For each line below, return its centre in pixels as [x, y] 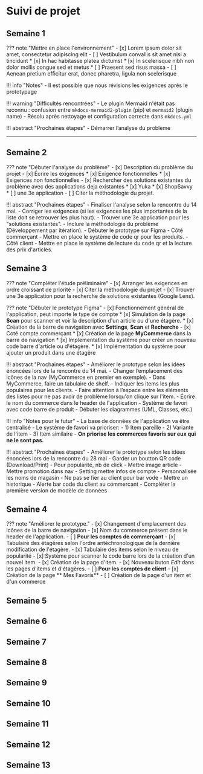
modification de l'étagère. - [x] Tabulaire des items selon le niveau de [93, 550]
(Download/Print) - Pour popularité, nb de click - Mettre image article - [94, 465]
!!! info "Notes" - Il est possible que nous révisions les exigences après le [97, 85]
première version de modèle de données [57, 490]
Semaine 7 [27, 642]
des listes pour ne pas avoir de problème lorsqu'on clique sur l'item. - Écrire [101, 396]
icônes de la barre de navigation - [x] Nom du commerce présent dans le [97, 531]
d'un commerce [26, 582]
